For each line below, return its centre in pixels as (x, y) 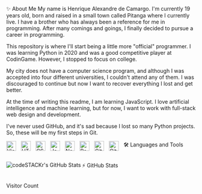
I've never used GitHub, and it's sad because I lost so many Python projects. (101, 126)
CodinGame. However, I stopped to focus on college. (72, 59)
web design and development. (44, 114)
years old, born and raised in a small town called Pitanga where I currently (98, 15)
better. (14, 90)
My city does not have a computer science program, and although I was (95, 71)
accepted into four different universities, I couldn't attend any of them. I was (100, 77)
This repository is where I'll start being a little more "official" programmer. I (99, 46)
